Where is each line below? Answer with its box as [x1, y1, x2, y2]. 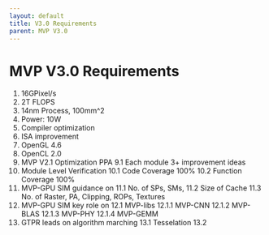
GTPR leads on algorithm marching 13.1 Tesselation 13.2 [20, 218, 207, 228]
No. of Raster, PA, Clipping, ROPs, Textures [20, 192, 166, 202]
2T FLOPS [20, 97, 55, 107]
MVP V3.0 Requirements [9, 62, 180, 80]
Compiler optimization [20, 123, 96, 133]
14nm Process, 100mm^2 [20, 106, 105, 116]
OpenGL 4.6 [20, 140, 62, 150]
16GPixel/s [20, 88, 57, 98]
